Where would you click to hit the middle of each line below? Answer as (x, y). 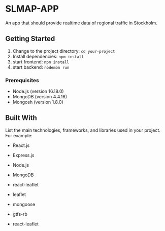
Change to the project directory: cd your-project (64, 51)
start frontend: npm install (41, 62)
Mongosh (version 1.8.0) (38, 102)
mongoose (24, 204)
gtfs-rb (20, 214)
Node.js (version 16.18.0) (38, 91)
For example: (19, 135)
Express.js (23, 155)
